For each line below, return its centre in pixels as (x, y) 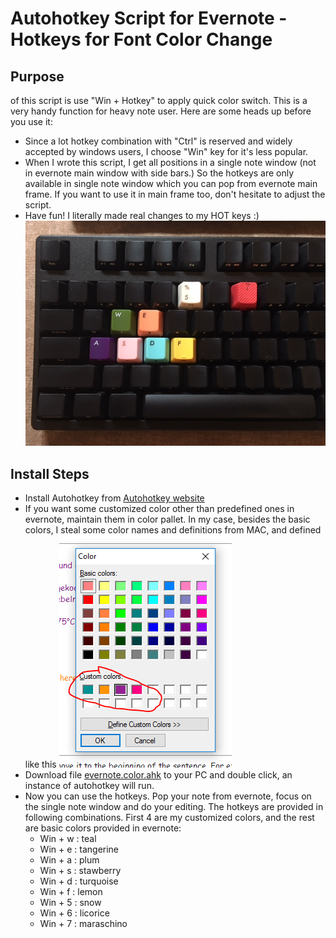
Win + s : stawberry (80, 870)
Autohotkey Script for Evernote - (149, 18)
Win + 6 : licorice (74, 913)
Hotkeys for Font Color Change (141, 39)
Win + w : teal (68, 838)
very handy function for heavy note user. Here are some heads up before (161, 111)
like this (40, 764)
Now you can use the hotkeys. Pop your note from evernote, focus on (168, 796)
